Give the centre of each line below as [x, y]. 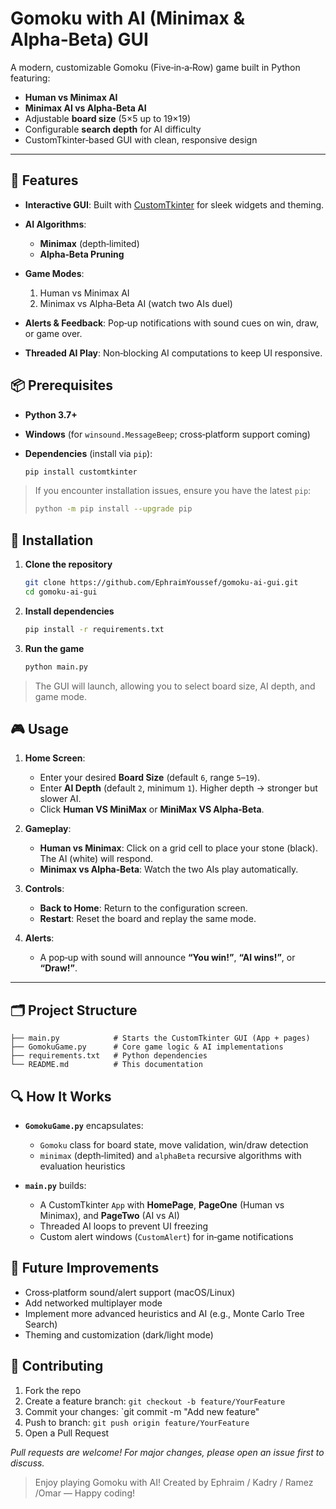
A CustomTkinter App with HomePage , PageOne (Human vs [162, 1205]
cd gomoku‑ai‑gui [61, 592]
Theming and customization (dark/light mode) [119, 1334]
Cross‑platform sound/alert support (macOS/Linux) [130, 1292]
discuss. [27, 1463]
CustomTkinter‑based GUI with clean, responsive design [141, 139]
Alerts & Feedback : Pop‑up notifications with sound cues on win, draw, [171, 323]
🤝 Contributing [57, 1366]
